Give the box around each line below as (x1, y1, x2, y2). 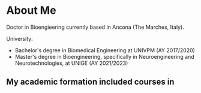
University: (6, 35, 33, 42)
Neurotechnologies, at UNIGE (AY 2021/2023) (14, 59, 128, 67)
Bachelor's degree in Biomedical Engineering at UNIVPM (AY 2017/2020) (14, 46, 195, 54)
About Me (6, 4, 56, 17)
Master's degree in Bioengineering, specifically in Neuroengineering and (14, 53, 194, 60)
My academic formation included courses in (6, 77, 175, 87)
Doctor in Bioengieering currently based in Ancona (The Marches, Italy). (6, 23, 184, 31)
